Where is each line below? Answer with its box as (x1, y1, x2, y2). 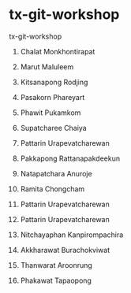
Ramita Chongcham (20, 184, 85, 194)
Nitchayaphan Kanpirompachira (20, 230, 124, 239)
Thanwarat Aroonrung (20, 260, 93, 269)
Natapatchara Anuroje (20, 169, 93, 178)
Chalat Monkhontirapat (20, 46, 95, 56)
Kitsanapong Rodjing (20, 77, 88, 87)
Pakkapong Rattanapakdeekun (20, 154, 121, 163)
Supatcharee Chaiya (20, 123, 87, 132)
